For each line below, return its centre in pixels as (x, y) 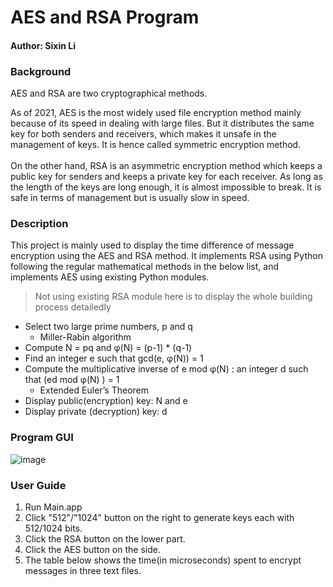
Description (39, 223)
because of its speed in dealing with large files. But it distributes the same (162, 123)
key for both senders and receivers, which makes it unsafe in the (143, 134)
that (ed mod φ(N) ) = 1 (72, 380)
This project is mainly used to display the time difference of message (152, 245)
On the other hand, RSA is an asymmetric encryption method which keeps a (166, 166)
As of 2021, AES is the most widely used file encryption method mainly (156, 113)
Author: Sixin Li (43, 45)
